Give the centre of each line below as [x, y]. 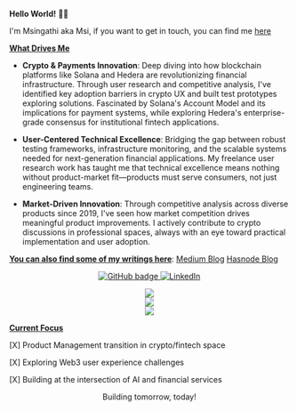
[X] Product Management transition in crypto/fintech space [117, 345]
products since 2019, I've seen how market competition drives [136, 213]
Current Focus [36, 328]
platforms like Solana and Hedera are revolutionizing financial [134, 75]
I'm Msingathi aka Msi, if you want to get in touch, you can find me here [140, 31]
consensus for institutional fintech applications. [132, 122]
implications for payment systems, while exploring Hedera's [132, 113]
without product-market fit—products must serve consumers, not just [149, 177]
